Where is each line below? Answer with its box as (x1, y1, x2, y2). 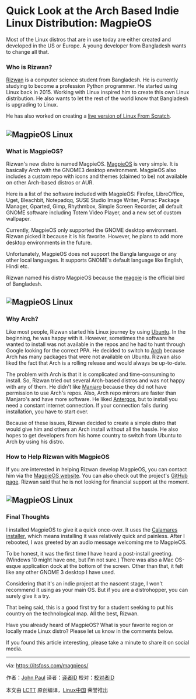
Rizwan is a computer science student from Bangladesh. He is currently (6, 76, 178, 83)
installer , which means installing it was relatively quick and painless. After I (6, 532, 185, 539)
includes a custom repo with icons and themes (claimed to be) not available (6, 173, 188, 180)
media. (6, 645, 23, 652)
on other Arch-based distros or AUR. (6, 179, 94, 186)
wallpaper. (6, 215, 31, 222)
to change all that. (6, 48, 50, 55)
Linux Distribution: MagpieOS (6, 16, 152, 30)
